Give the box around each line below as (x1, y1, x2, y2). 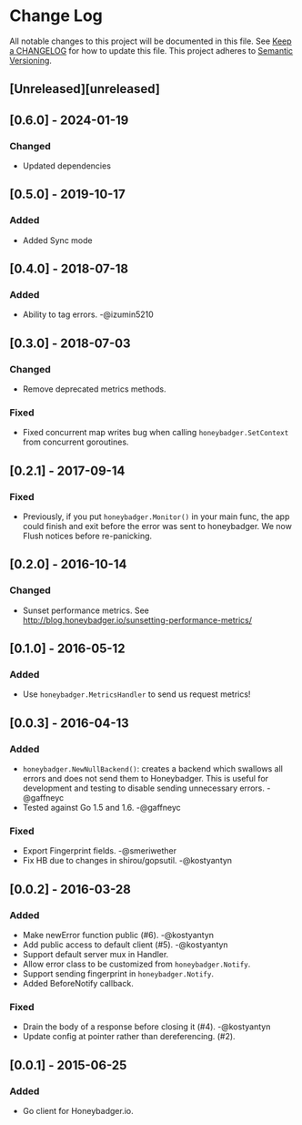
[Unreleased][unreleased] (9, 81, 161, 97)
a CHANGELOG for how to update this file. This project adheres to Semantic (9, 45, 294, 56)
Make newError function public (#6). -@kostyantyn (22, 930, 215, 941)
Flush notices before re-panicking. (22, 530, 153, 542)
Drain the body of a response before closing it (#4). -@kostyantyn (22, 1021, 271, 1032)
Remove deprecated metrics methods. (22, 384, 166, 394)
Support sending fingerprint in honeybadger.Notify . (22, 968, 214, 979)
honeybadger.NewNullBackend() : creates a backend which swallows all (22, 763, 284, 774)
